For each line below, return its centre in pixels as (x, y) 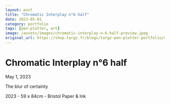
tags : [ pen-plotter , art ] (32, 29)
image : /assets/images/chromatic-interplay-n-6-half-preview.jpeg (77, 33)
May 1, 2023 (18, 76)
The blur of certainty (27, 86)
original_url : (20, 38)
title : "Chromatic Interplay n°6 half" (47, 15)
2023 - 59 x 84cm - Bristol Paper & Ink (46, 96)
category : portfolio (27, 24)
